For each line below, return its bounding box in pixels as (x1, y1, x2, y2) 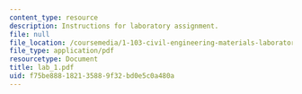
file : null (9, 30, 50, 38)
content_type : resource (9, 13, 99, 22)
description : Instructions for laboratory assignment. (9, 21, 219, 30)
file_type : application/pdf (9, 47, 115, 56)
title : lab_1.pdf (9, 64, 75, 73)
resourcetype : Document (9, 55, 99, 64)
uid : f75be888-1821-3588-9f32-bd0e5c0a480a (9, 72, 175, 81)
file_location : (9, 38, 67, 47)
